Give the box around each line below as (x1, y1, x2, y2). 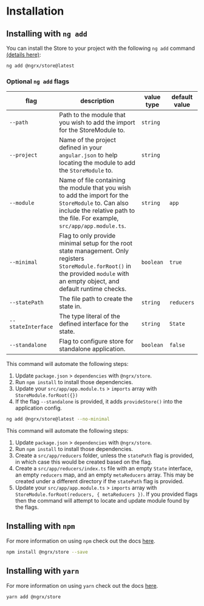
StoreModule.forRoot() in (58, 262, 132, 270)
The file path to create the (58, 295, 133, 303)
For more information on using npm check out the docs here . (6, 537, 156, 545)
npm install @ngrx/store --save (6, 549, 88, 555)
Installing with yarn (6, 566, 80, 576)
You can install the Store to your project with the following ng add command (6, 44, 195, 52)
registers (58, 254, 85, 263)
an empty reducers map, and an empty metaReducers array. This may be (15, 471, 194, 478)
